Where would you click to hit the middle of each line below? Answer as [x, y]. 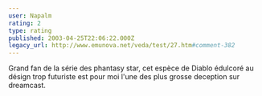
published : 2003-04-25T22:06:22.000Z [72, 38]
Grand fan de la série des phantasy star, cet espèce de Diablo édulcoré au [131, 68]
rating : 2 [25, 23]
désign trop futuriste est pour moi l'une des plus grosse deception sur [124, 77]
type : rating [30, 30]
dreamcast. [27, 86]
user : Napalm [30, 16]
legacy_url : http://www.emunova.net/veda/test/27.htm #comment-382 [122, 46]
